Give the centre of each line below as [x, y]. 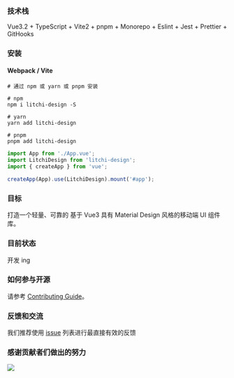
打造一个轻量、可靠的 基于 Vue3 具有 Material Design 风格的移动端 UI [107, 215]
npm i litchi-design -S [42, 105]
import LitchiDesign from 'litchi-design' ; [72, 160]
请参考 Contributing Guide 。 [48, 296]
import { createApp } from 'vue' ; [58, 167]
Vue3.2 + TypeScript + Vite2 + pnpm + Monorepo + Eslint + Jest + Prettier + [117, 27]
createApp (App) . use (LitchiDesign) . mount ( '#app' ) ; [81, 179]
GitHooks [21, 34]
